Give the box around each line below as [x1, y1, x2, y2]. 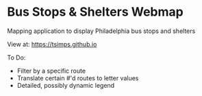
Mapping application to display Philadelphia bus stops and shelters [7, 27, 196, 35]
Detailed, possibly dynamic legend [16, 81, 115, 89]
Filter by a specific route [16, 67, 86, 75]
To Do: [7, 53, 26, 62]
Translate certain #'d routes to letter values [16, 73, 139, 82]
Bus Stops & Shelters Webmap [7, 4, 184, 20]
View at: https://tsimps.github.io [7, 40, 97, 48]
